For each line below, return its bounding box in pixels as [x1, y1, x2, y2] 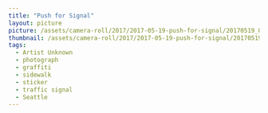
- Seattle [15, 93, 48, 101]
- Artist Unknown [15, 49, 73, 56]
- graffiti [15, 64, 52, 72]
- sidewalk [15, 71, 52, 79]
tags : [8, 41, 26, 49]
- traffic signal [15, 85, 73, 94]
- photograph [15, 56, 59, 64]
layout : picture [8, 19, 62, 27]
